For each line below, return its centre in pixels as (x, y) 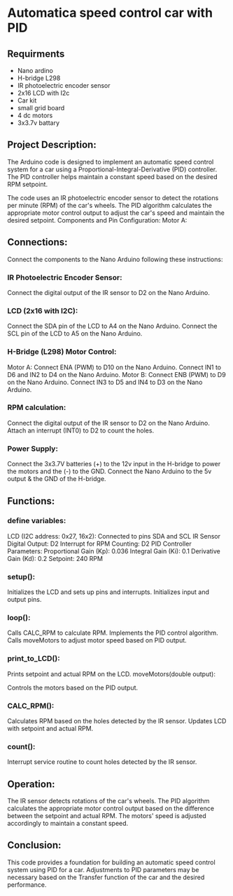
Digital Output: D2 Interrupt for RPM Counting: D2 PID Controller (99, 543)
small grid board (41, 108)
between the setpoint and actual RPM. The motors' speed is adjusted (107, 816)
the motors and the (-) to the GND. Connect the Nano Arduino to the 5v (110, 471)
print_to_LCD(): (34, 659)
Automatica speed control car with (110, 13)
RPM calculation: (37, 407)
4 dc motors (35, 115)
